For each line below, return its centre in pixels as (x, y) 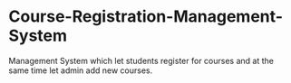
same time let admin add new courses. (81, 70)
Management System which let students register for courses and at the (141, 60)
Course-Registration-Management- (145, 17)
